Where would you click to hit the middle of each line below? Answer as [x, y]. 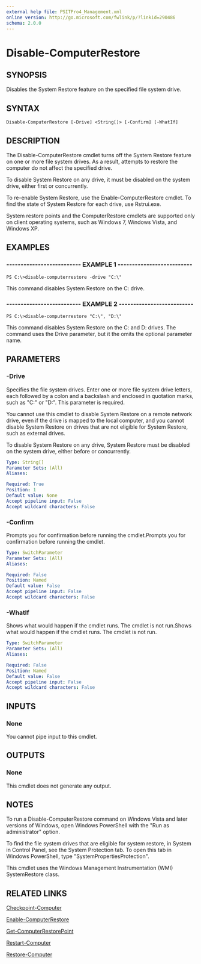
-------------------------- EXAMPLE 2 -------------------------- [100, 303]
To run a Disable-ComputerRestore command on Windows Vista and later [97, 819]
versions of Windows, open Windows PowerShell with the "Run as [88, 826]
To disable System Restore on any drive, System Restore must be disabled [98, 445]
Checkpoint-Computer [34, 908]
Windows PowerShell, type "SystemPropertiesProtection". [78, 856]
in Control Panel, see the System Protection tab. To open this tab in [89, 850]
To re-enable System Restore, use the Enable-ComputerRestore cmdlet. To [99, 197]
